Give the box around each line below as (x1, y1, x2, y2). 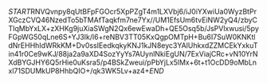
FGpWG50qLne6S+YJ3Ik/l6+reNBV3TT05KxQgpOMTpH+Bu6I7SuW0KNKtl (8, 32, 256, 41)
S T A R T (8, 7, 31, 16)
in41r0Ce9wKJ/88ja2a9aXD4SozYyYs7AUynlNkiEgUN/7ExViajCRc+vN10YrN (8, 49, 258, 58)
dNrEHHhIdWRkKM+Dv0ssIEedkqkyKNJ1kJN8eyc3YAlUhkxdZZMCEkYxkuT (8, 41, 258, 50)
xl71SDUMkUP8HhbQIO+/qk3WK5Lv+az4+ (8, 66, 150, 75)
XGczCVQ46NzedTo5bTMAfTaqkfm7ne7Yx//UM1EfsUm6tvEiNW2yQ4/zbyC (8, 15, 257, 25)
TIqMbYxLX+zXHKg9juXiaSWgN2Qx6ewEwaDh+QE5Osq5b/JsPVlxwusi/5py (8, 24, 259, 33)
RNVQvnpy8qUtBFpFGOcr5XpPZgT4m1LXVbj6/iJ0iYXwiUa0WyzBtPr (30, 7, 257, 16)
